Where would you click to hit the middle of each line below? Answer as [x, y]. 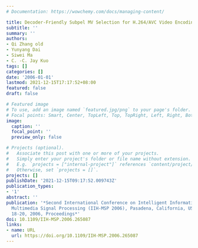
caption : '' [26, 126]
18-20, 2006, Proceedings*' [46, 214]
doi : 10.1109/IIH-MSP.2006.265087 [49, 219]
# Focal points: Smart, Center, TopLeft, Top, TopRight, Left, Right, [95, 115]
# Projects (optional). [35, 148]
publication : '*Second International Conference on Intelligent [87, 203]
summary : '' [21, 33]
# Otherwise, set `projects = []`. [52, 170]
